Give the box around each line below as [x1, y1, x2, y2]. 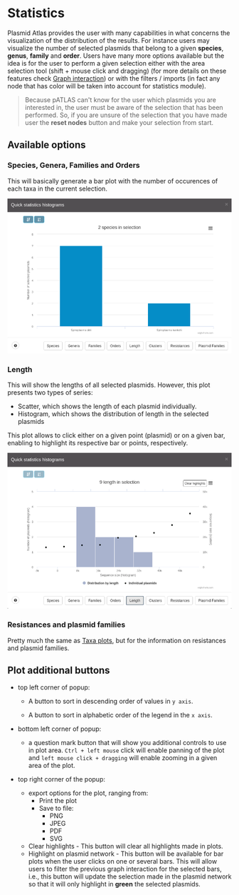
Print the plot [38, 797, 77, 805]
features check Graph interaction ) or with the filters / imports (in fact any [7, 74, 221, 83]
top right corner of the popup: [17, 775, 105, 784]
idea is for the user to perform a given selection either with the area [7, 59, 205, 67]
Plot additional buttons [7, 664, 110, 676]
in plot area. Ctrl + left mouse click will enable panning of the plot [28, 746, 225, 754]
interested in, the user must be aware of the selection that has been [24, 103, 223, 111]
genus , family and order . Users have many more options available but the [7, 51, 225, 60]
